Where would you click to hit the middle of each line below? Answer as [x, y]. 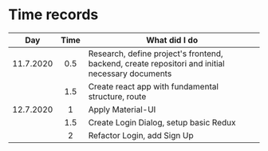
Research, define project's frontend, [156, 54]
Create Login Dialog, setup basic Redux [162, 122]
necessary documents [130, 74]
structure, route [117, 96]
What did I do [172, 40]
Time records [53, 15]
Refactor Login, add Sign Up [141, 135]
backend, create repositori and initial [156, 63]
